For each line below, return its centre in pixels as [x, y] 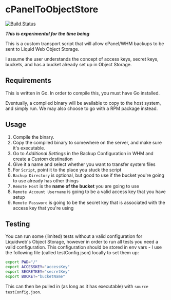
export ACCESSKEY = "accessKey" [38, 267]
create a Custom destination [43, 159]
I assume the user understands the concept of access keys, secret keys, [82, 59]
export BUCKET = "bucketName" [35, 276]
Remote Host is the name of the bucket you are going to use [76, 186]
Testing [18, 224]
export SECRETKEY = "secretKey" [38, 272]
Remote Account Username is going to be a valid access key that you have [89, 192]
